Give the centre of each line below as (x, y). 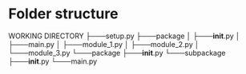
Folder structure (63, 14)
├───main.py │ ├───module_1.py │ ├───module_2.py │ (104, 44)
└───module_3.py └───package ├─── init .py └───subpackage (117, 53)
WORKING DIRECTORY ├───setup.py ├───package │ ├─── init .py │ (124, 36)
